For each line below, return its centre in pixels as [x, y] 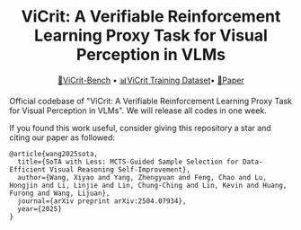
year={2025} [40, 208]
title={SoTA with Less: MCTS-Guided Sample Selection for [128, 162]
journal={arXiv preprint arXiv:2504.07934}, [102, 201]
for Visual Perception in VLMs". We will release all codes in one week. [138, 111]
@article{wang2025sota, [54, 154]
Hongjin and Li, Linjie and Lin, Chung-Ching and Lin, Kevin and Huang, [148, 185]
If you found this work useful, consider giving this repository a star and [140, 128]
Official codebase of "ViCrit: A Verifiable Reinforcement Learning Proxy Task [151, 101]
